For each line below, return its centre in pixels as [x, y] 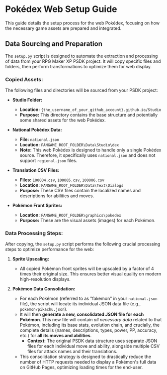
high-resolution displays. [45, 279]
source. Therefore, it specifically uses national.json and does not [87, 155]
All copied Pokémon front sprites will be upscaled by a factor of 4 [87, 269]
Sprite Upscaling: [31, 259]
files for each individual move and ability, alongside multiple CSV [93, 346]
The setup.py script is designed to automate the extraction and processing [82, 56]
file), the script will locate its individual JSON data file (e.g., [80, 304]
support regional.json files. [48, 161]
